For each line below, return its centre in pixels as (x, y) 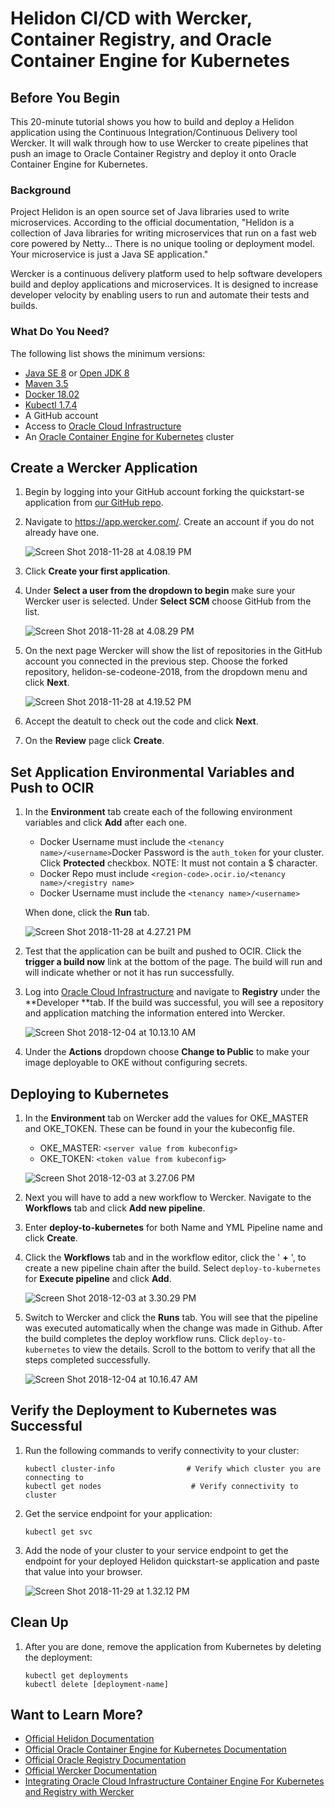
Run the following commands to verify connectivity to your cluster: (162, 1450)
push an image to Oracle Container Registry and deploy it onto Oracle (153, 153)
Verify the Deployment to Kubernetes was (143, 1410)
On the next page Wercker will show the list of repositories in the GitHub (173, 651)
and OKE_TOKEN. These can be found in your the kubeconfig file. (159, 1129)
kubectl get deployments (76, 1675)
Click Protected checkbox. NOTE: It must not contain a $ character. (178, 863)
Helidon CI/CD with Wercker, (131, 18)
